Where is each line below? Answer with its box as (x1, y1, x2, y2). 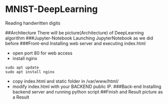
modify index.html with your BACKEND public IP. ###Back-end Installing (12, 83, 161, 89)
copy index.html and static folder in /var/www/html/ (12, 78, 119, 84)
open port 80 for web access (12, 50, 72, 56)
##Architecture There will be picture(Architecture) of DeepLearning (5, 29, 144, 35)
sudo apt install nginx (5, 69, 55, 74)
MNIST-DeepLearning (5, 3, 98, 15)
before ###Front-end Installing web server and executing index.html (5, 40, 146, 46)
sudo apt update (5, 65, 39, 70)
